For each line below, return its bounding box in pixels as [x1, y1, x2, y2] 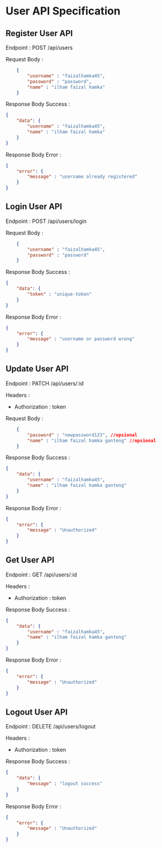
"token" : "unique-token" [27, 291, 92, 297]
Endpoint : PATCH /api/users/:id [5, 380, 84, 387]
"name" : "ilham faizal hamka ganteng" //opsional [27, 438, 157, 444]
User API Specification [5, 4, 121, 18]
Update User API [5, 364, 69, 374]
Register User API [5, 28, 73, 38]
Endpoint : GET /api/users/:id [5, 571, 77, 578]
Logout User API [5, 707, 68, 717]
